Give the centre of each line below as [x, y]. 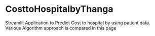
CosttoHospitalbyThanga [59, 9]
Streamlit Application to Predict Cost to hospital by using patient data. [78, 23]
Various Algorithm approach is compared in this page [61, 28]
